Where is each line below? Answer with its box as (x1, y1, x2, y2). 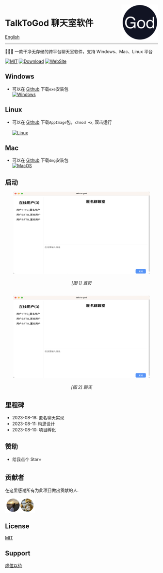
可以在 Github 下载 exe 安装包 (12, 86, 69, 92)
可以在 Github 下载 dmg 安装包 (12, 157, 69, 163)
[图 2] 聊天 (71, 384, 92, 390)
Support (5, 549, 31, 557)
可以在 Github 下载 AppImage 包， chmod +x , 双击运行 (12, 119, 112, 125)
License (5, 522, 30, 531)
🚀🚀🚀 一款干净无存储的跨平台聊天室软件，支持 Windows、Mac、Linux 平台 (5, 48, 153, 55)
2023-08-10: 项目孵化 (12, 427, 56, 433)
